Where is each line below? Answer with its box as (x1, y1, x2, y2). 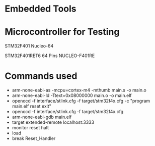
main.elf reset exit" (12, 103, 51, 109)
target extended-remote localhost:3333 (12, 119, 94, 125)
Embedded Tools (5, 3, 76, 15)
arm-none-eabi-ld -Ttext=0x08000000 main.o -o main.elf (12, 92, 132, 99)
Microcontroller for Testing (5, 26, 120, 38)
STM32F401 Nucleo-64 (5, 43, 54, 49)
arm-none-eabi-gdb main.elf (12, 114, 72, 120)
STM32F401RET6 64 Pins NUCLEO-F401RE (5, 53, 95, 59)
